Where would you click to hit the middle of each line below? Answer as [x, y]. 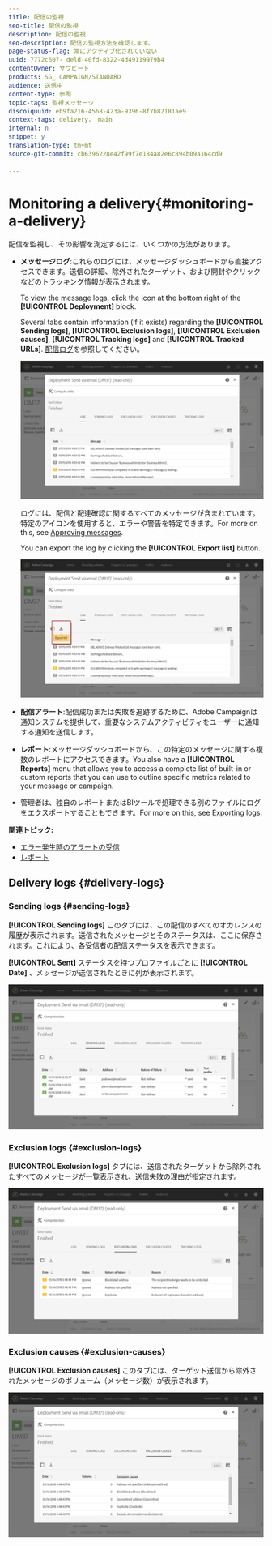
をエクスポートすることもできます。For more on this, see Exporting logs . [141, 812]
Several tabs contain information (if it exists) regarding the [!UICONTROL [142, 322]
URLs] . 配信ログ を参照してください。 [82, 349]
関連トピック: [31, 829]
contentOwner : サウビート [49, 69]
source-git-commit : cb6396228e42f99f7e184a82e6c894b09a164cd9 [115, 154]
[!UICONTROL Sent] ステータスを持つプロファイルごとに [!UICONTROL [128, 962]
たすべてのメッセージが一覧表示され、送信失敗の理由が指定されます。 [125, 1176]
